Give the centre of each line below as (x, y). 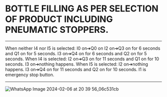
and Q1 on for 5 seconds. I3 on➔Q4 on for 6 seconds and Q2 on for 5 (76, 53)
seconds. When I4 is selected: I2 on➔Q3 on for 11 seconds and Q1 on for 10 (82, 59)
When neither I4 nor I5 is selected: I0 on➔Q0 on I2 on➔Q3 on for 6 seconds (83, 48)
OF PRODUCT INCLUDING (59, 19)
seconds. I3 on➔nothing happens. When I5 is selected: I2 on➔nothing (77, 64)
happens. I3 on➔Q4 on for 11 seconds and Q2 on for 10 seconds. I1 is (76, 69)
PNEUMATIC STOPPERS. (57, 30)
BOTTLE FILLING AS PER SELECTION (82, 9)
